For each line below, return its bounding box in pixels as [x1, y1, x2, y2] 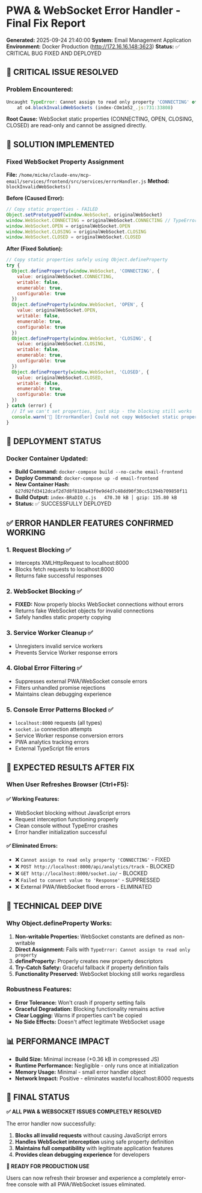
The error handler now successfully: [6, 1120, 96, 1127]
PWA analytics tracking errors [14, 739, 89, 746]
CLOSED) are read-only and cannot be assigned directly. [6, 122, 147, 129]
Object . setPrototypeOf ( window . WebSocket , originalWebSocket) [6, 212, 163, 218]
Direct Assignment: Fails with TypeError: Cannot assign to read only [14, 946, 191, 953]
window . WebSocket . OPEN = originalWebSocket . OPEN [6, 223, 130, 229]
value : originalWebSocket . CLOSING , [17, 341, 106, 347]
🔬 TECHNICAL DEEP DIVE [6, 901, 102, 911]
